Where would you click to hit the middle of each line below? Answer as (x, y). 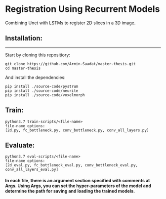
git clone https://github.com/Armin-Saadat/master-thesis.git (70, 64)
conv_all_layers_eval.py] (32, 170)
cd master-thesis (23, 68)
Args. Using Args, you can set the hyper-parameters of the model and (78, 186)
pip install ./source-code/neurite (42, 91)
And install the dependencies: (35, 77)
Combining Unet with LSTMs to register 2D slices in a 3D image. (70, 23)
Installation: (24, 38)
